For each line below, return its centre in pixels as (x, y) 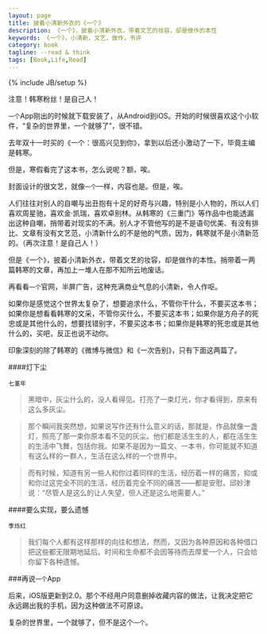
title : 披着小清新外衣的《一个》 (56, 23)
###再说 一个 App (35, 578)
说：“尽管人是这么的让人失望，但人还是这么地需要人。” (116, 493)
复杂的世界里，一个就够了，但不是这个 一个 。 (80, 622)
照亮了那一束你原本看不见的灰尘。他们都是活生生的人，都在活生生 (150, 436)
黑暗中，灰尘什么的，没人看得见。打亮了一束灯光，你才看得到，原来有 (143, 399)
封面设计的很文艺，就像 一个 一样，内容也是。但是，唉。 (98, 186)
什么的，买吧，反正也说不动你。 (60, 333)
